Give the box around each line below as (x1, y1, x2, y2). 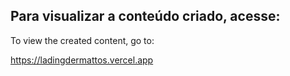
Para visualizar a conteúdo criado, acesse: (10, 8, 281, 25)
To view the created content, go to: (10, 34, 155, 46)
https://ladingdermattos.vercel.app (10, 54, 154, 66)
